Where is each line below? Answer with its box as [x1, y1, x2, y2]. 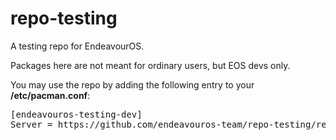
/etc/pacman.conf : [10, 89, 91, 101]
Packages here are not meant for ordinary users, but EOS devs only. [10, 59, 291, 71]
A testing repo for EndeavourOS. [10, 40, 145, 52]
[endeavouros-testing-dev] [10, 108, 143, 120]
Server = [10, 118, 53, 130]
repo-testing [10, 7, 118, 30]
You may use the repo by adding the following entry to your [10, 78, 255, 91]
